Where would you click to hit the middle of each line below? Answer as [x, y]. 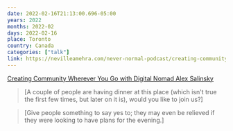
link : [15, 59]
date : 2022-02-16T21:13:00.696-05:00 [62, 14]
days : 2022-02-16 [32, 33]
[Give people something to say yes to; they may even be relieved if [119, 112]
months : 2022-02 [31, 26]
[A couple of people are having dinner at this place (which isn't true [120, 91]
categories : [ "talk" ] [38, 53]
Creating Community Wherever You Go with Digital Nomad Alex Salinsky [110, 78]
